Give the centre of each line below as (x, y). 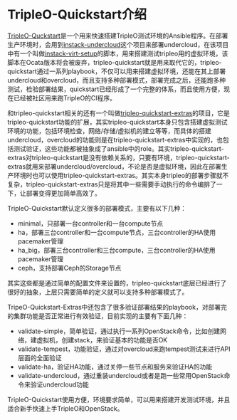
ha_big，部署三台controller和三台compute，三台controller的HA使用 (116, 250)
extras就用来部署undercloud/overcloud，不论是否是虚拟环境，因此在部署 (115, 166)
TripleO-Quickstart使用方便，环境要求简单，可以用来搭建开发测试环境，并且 (119, 399)
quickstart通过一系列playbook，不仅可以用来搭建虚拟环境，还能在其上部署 (117, 71)
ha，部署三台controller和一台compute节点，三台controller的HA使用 (116, 232)
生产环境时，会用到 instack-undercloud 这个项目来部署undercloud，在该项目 (118, 44)
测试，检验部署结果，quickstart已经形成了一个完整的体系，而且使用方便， (116, 89)
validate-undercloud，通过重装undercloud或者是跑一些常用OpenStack (121, 375)
